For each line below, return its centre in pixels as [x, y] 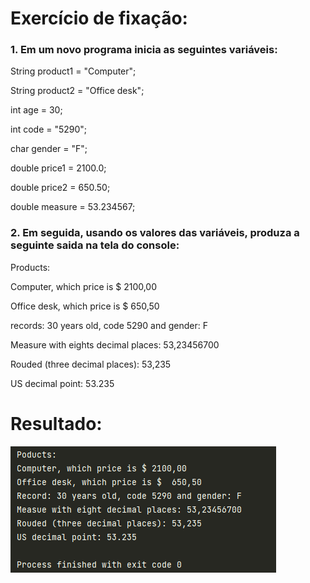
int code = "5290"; [49, 129]
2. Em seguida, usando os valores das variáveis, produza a [155, 233]
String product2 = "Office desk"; [77, 91]
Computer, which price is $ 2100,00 [84, 286]
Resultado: [56, 423]
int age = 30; [36, 110]
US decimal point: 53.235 [62, 383]
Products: [30, 267]
